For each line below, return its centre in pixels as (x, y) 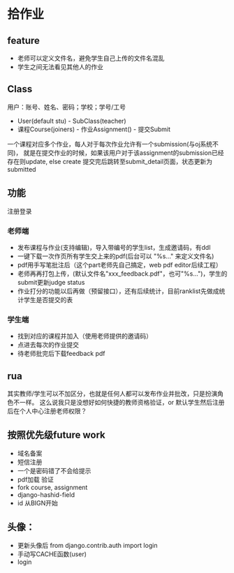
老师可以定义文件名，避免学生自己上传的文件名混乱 (91, 58)
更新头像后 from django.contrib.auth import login (87, 545)
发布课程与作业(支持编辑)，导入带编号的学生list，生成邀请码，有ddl (114, 247)
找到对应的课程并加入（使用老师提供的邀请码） (85, 336)
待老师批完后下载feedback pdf (61, 354)
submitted (22, 169)
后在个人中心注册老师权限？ (47, 411)
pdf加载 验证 (36, 479)
